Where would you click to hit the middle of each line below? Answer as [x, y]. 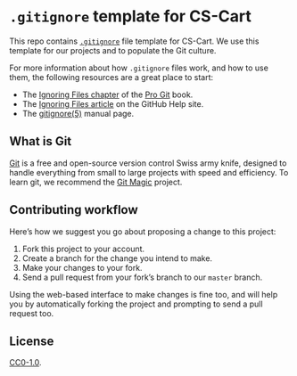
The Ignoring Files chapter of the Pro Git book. [107, 94]
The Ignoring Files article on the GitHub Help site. [113, 103]
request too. [32, 313]
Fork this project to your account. [83, 249]
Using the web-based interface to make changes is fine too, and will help [144, 294]
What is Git [41, 141]
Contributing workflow [74, 210]
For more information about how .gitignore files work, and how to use [139, 68]
